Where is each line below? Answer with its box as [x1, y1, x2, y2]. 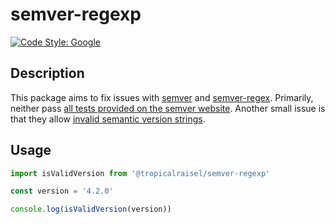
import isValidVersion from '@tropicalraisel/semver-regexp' [10, 168, 271, 178]
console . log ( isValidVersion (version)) [10, 204, 172, 215]
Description [10, 65, 85, 82]
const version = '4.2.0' [10, 186, 114, 197]
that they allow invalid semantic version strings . [10, 113, 206, 125]
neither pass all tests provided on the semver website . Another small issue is [10, 102, 326, 114]
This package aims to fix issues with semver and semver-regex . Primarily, [10, 91, 314, 103]
